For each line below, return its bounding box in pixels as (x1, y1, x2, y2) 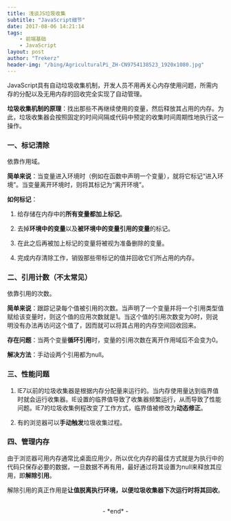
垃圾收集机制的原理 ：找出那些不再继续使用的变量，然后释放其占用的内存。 (7, 104, 218, 112)
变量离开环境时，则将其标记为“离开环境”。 (27, 180, 148, 189)
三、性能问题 (7, 370, 50, 379)
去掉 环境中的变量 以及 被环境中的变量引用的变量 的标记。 (16, 224, 174, 233)
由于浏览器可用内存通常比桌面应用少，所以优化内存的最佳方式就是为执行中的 (7, 454, 224, 462)
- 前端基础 (19, 36, 47, 43)
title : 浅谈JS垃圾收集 (7, 10, 66, 17)
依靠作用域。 (7, 157, 43, 165)
